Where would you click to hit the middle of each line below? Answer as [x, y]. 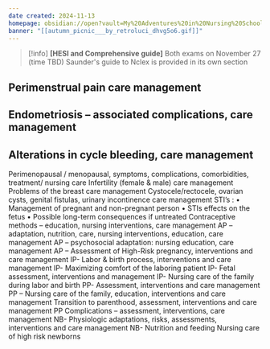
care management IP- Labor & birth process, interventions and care [120, 259]
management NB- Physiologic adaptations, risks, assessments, [112, 319]
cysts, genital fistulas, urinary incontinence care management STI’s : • [124, 199]
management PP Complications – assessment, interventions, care [117, 310]
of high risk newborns [45, 336]
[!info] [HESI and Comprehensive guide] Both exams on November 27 [144, 54]
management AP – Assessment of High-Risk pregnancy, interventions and [131, 251]
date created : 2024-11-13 [51, 16]
